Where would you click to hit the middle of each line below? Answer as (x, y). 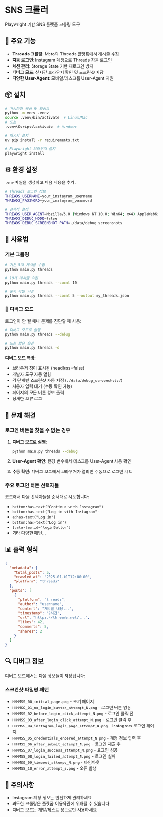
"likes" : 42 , (31, 622)
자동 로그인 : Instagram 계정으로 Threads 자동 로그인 (62, 60)
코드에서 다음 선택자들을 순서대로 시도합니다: (47, 496)
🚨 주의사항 (20, 785)
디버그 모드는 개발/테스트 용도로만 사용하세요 (54, 810)
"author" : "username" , (41, 604)
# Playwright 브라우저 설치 (30, 149)
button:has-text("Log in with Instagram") (56, 512)
